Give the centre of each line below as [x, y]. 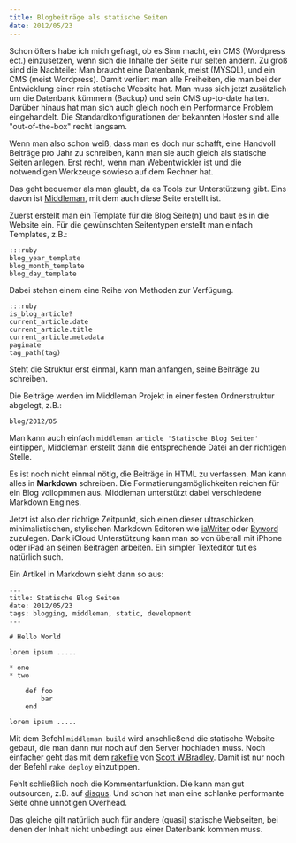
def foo [39, 691]
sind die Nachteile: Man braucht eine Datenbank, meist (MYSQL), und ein [142, 70]
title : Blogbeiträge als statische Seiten [88, 17]
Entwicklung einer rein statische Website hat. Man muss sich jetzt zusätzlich [148, 89]
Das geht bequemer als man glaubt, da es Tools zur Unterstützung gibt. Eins [148, 189]
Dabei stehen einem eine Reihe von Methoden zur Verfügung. [121, 290]
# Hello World [35, 637]
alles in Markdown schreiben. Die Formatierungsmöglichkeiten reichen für [144, 483]
